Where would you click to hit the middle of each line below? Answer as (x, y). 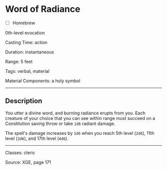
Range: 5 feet (19, 61)
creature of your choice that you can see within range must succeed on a (80, 118)
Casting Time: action (26, 42)
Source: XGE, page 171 (28, 162)
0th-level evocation (25, 33)
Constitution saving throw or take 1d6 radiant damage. (60, 123)
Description (24, 101)
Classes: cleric (20, 153)
